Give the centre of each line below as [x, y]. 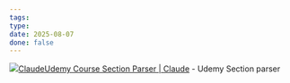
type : [19, 26]
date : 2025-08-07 [42, 34]
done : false [31, 42]
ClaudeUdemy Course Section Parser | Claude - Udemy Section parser [149, 69]
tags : [19, 17]
